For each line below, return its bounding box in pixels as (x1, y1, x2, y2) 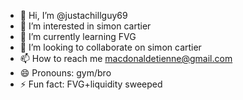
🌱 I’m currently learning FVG (19, 31, 137, 42)
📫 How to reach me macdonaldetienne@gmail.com (19, 53, 233, 64)
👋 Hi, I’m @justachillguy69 (19, 10, 128, 21)
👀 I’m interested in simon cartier (19, 20, 152, 32)
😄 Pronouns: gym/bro (19, 67, 112, 79)
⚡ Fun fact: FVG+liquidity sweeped (19, 78, 163, 90)
